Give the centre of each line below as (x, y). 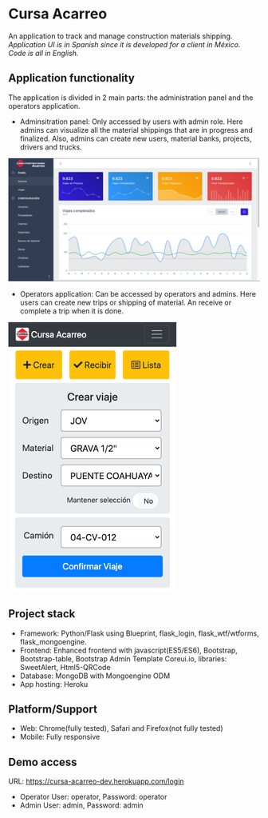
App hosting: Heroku (54, 684)
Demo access (43, 762)
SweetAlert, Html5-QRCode (65, 667)
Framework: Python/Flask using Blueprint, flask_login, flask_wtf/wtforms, (139, 633)
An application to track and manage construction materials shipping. (120, 36)
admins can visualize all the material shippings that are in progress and (136, 130)
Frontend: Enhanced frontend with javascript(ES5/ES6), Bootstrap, (128, 650)
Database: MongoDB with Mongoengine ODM (95, 676)
